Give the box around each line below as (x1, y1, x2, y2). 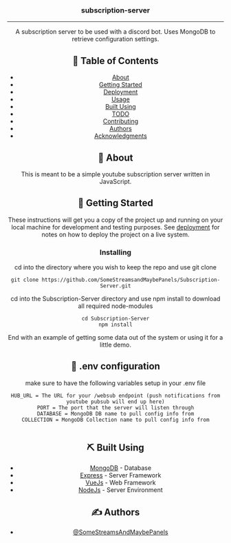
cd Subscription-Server (81, 316, 150, 322)
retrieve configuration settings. (71, 35, 159, 43)
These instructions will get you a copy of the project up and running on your (8, 216, 223, 224)
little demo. (99, 340, 132, 349)
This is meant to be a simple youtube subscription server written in (21, 170, 210, 178)
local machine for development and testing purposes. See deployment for (11, 223, 220, 231)
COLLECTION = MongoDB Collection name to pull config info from (21, 416, 210, 423)
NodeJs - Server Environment (78, 485, 163, 494)
